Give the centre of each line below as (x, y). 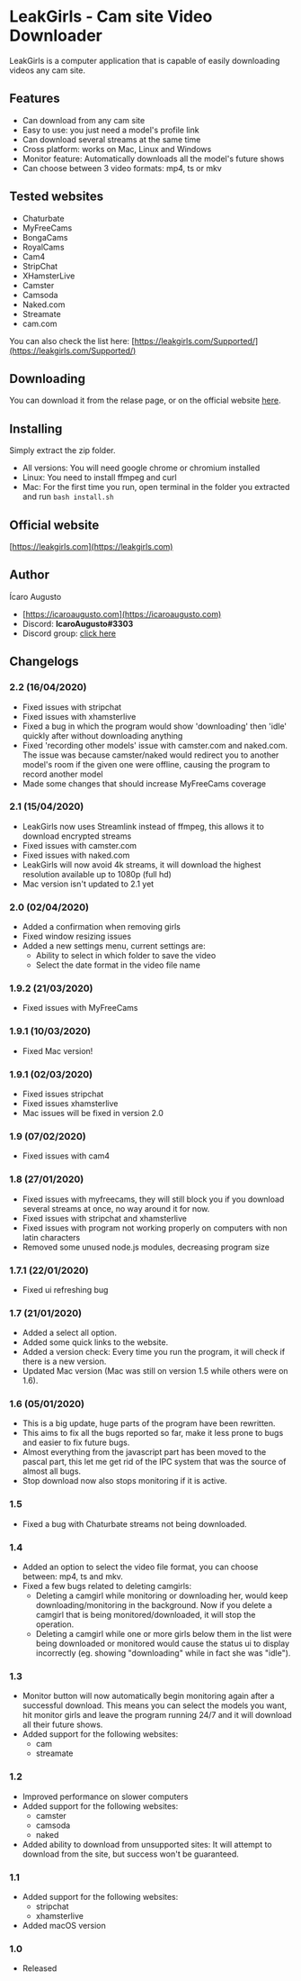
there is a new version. (64, 1361)
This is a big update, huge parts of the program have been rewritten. (149, 1423)
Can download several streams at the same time (111, 139)
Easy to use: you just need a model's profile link (111, 130)
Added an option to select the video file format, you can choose (140, 1567)
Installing (36, 428)
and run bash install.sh (68, 496)
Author (29, 575)
